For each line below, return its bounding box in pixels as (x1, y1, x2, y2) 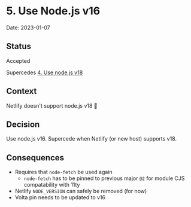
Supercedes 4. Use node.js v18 (6, 69, 83, 76)
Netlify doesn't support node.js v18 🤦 (6, 102, 98, 109)
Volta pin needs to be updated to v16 (14, 194, 106, 201)
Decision (6, 119, 40, 129)
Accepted (6, 57, 31, 64)
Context (6, 86, 37, 96)
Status (6, 41, 32, 51)
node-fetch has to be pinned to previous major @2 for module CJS (23, 175, 185, 182)
